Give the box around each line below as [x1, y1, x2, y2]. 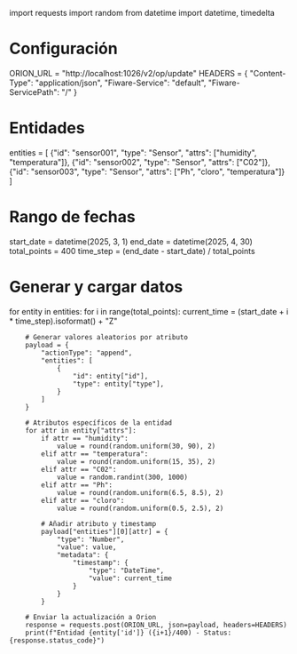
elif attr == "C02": [41, 465, 117, 474]
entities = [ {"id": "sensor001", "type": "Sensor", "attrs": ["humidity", [9, 147, 257, 158]
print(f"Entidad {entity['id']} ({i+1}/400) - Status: [25, 628, 232, 637]
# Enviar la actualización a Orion [25, 612, 157, 621]
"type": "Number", [56, 535, 125, 544]
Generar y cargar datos [9, 277, 184, 297]
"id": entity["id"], [72, 371, 149, 380]
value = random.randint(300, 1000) [56, 473, 189, 482]
